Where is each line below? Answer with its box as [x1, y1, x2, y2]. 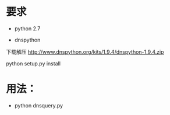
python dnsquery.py [14, 102, 63, 109]
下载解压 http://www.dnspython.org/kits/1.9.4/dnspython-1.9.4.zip [6, 48, 164, 55]
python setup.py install [6, 60, 61, 67]
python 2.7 [14, 25, 41, 32]
